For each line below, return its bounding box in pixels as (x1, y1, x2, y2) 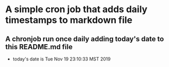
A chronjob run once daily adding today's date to (5, 35, 164, 43)
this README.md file (5, 42, 73, 51)
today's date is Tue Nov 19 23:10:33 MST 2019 (12, 56, 111, 62)
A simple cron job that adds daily (5, 4, 147, 15)
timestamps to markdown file (5, 14, 133, 26)
